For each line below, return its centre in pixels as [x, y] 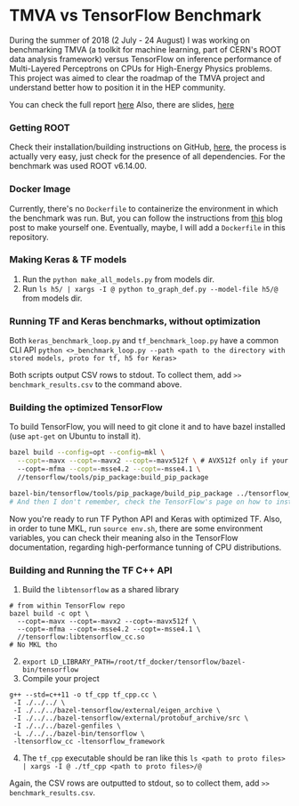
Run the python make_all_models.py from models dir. [118, 279]
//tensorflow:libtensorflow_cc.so [81, 637]
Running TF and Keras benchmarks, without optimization [135, 321]
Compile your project [61, 678]
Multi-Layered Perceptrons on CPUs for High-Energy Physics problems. [141, 69]
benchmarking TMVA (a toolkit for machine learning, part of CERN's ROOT [145, 49]
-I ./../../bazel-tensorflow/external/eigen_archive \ [117, 710]
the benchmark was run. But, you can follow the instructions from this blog [146, 218]
